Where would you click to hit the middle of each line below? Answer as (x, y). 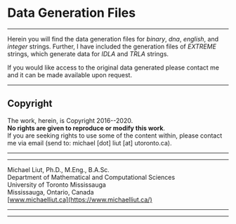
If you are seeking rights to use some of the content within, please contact (115, 136)
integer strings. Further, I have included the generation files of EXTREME (112, 46)
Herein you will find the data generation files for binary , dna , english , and (113, 39)
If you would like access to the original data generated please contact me (113, 67)
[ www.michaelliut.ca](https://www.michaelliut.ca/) (80, 199)
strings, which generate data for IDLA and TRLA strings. (88, 53)
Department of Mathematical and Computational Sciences (91, 177)
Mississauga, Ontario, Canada (51, 192)
